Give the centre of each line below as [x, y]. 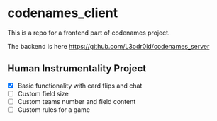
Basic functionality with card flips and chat [80, 86]
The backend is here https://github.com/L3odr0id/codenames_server [108, 46]
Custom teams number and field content [77, 101]
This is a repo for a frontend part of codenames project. [89, 33]
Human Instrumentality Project [77, 69]
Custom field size [43, 93]
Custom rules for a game [54, 109]
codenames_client [63, 13]
